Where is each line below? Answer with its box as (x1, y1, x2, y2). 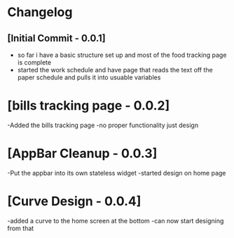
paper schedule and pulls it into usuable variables (17, 73, 161, 81)
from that (7, 224, 34, 232)
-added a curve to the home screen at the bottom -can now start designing (7, 216, 224, 225)
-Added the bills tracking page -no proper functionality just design (7, 121, 198, 129)
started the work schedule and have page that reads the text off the (17, 66, 213, 74)
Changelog (7, 4, 73, 20)
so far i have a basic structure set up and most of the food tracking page (17, 51, 227, 59)
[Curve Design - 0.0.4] (7, 194, 142, 209)
